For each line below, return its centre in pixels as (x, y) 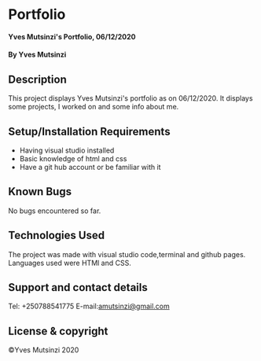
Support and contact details (78, 287)
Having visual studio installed (67, 150)
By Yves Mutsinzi (37, 55)
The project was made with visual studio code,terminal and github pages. (127, 254)
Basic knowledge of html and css (73, 158)
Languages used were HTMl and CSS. (70, 263)
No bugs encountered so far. (55, 211)
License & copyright (58, 331)
